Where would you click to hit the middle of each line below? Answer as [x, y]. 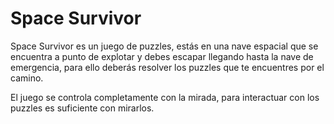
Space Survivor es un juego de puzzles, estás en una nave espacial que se [164, 46]
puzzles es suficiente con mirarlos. [82, 108]
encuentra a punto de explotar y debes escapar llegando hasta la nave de [162, 56]
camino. [27, 78]
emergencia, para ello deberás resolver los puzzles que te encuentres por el [167, 67]
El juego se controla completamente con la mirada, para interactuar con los [165, 97]
